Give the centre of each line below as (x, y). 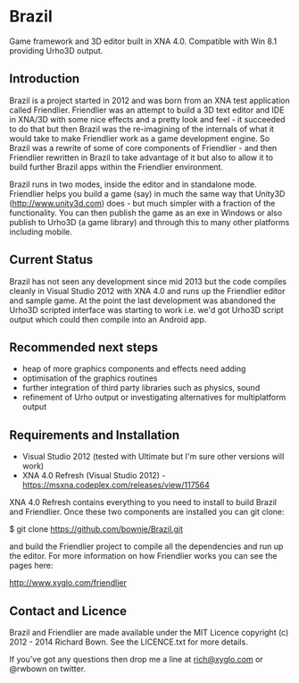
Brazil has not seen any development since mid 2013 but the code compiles (148, 281)
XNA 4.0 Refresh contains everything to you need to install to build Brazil (143, 502)
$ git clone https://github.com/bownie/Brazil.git (96, 529)
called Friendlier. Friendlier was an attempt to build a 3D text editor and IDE (147, 110)
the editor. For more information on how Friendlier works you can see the (143, 556)
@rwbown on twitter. (48, 669)
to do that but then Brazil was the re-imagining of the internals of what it (142, 129)
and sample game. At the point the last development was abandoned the (143, 300)
